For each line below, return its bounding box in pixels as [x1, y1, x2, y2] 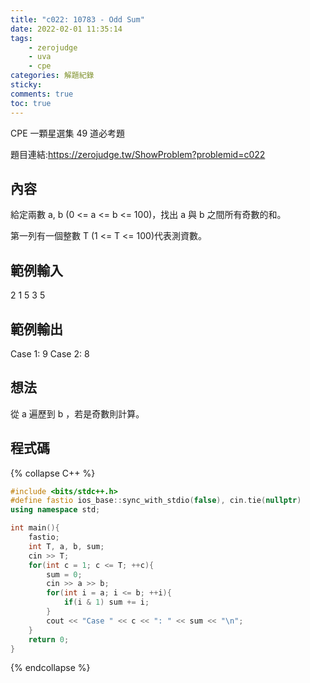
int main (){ [10, 523, 60, 533]
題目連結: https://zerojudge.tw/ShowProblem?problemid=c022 [10, 148, 266, 160]
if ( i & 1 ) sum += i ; [63, 597, 150, 608]
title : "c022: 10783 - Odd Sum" [10, 14, 145, 25]
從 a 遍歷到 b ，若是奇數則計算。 [10, 407, 145, 420]
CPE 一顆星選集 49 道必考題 [10, 127, 126, 139]
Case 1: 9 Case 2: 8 [10, 347, 90, 360]
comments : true [10, 89, 74, 99]
